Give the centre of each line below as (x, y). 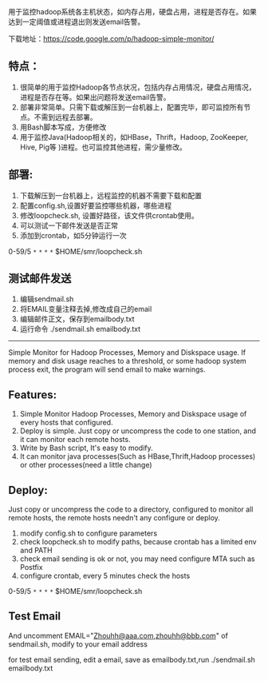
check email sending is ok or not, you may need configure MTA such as (137, 559)
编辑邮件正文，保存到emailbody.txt (77, 319)
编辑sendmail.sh (47, 299)
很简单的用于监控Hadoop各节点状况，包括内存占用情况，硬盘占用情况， (138, 87)
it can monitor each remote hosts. (75, 440)
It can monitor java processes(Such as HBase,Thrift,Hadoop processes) (138, 456)
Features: (33, 394)
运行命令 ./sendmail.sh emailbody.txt (80, 329)
